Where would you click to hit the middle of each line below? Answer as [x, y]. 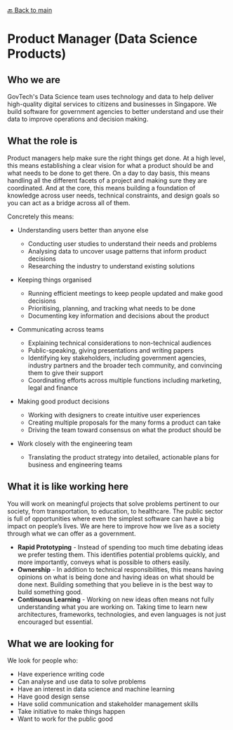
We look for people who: [43, 660]
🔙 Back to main [30, 10]
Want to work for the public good [65, 719]
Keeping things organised [54, 280]
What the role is [42, 141]
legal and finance [53, 387]
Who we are [34, 80]
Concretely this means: [41, 216]
